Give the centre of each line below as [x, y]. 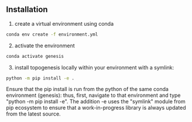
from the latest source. [33, 114]
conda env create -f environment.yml [52, 34]
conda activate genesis [35, 56]
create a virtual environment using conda [64, 23]
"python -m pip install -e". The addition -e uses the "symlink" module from [96, 102]
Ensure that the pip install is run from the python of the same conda [87, 89]
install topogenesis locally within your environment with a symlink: [94, 67]
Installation [27, 10]
